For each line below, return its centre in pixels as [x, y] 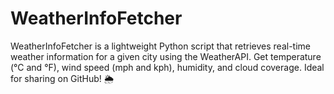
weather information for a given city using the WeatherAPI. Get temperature [166, 56]
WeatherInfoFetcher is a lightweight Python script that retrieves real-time [160, 46]
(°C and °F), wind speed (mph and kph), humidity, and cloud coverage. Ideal [167, 67]
